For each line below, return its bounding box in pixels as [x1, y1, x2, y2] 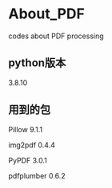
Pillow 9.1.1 [8, 124, 43, 134]
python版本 [8, 57, 66, 70]
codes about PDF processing [8, 31, 104, 41]
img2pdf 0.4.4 [8, 140, 56, 150]
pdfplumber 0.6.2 [8, 170, 66, 180]
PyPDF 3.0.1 [8, 155, 48, 165]
